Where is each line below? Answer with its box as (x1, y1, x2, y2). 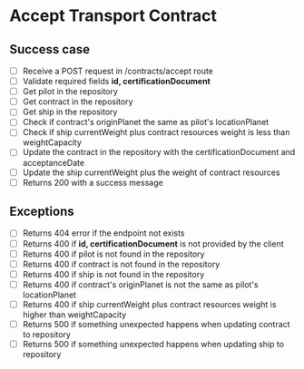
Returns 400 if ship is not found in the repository (22, 268, 205, 279)
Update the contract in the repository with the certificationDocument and (22, 147, 296, 158)
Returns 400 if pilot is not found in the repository (22, 248, 205, 259)
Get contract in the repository (22, 96, 133, 107)
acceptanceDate (22, 157, 84, 168)
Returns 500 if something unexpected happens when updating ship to (22, 338, 284, 349)
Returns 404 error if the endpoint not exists (22, 228, 185, 238)
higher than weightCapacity (22, 309, 127, 320)
